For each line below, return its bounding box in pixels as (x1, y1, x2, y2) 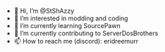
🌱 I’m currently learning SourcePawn (13, 22, 121, 30)
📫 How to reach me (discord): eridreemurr (13, 37, 139, 45)
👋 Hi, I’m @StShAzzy (13, 7, 75, 15)
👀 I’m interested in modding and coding (13, 14, 128, 22)
